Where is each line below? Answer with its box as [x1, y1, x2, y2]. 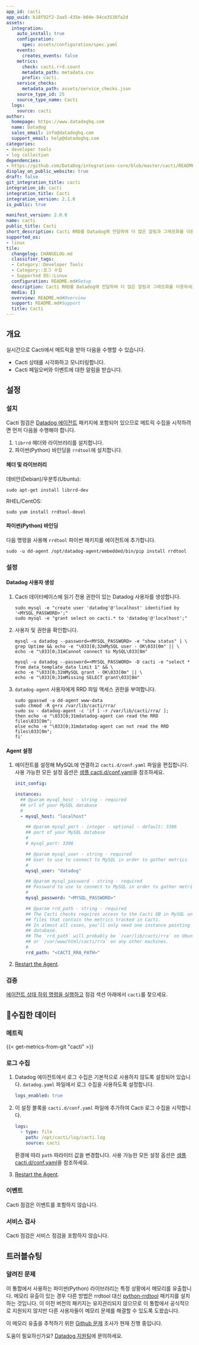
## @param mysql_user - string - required [25, 851, 132, 857]
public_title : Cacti [6, 223, 57, 229]
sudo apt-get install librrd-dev [6, 487, 89, 493]
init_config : [14, 780, 47, 787]
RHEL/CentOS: [6, 497, 42, 504]
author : [6, 113, 25, 119]
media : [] [11, 289, 36, 295]
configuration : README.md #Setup [11, 278, 92, 284]
